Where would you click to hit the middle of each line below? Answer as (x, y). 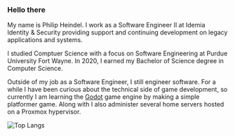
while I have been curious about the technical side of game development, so (117, 90)
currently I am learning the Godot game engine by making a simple (103, 97)
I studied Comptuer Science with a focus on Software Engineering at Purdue (117, 53)
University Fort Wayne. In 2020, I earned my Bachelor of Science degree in (116, 61)
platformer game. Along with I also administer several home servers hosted (116, 104)
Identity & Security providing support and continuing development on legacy (117, 32)
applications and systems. (45, 40)
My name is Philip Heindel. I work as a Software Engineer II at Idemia (106, 25)
